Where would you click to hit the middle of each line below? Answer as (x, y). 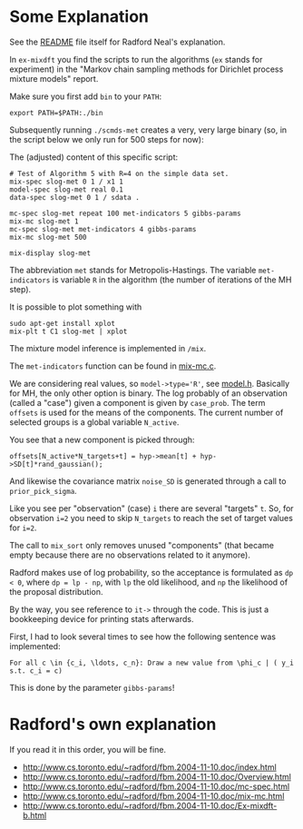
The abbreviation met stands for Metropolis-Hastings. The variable (133, 270)
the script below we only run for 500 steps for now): (107, 139)
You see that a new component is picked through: (102, 439)
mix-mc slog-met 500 (49, 237)
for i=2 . (23, 528)
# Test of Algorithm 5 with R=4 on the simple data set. (119, 173)
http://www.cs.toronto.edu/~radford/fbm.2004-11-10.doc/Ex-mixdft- (150, 805)
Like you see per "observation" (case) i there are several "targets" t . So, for (151, 508)
